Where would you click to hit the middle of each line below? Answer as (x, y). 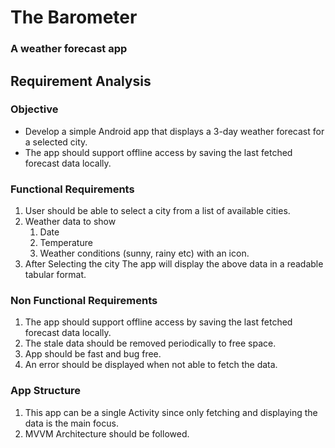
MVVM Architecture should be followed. (107, 433)
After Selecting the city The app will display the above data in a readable (174, 264)
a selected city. (56, 142)
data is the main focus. (71, 423)
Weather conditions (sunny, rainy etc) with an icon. (144, 253)
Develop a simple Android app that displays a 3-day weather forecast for (174, 131)
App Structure (46, 391)
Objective (34, 109)
